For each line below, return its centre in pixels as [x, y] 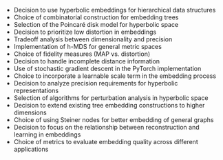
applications [31, 149]
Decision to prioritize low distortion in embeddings [85, 32]
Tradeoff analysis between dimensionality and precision [93, 39]
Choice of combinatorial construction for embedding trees [96, 17]
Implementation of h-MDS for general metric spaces [87, 47]
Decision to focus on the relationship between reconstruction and [106, 127]
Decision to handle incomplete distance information [87, 61]
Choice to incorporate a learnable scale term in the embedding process [115, 76]
